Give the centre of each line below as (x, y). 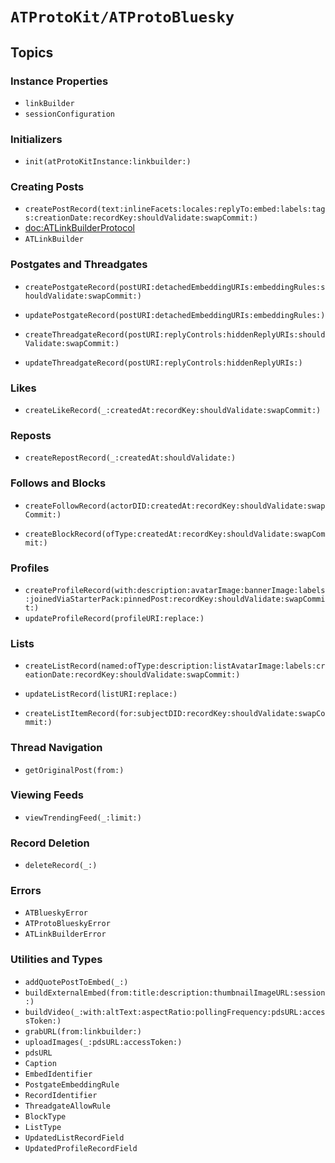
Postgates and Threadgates (79, 265)
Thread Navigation (56, 748)
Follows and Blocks (58, 483)
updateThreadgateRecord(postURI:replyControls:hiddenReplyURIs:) (163, 363)
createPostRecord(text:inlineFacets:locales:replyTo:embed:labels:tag (175, 209)
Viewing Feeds (47, 795)
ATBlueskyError (56, 913)
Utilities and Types (56, 960)
